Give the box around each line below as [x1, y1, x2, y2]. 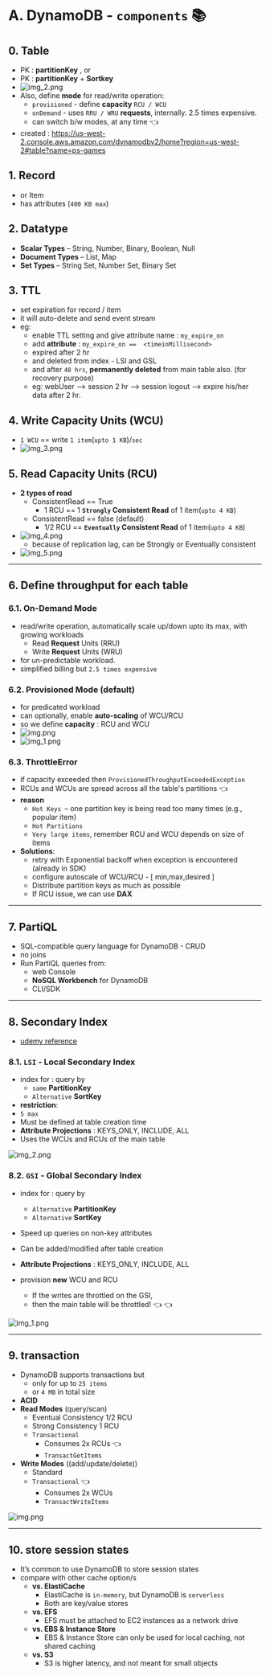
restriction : [19, 1100, 59, 1110]
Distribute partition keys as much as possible [31, 881, 181, 891]
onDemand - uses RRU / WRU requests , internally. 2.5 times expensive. [31, 108, 257, 117]
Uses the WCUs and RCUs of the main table [19, 1134, 166, 1144]
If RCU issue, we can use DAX [31, 889, 133, 899]
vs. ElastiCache [31, 1581, 86, 1592]
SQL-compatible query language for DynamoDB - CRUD [19, 941, 207, 951]
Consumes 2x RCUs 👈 [43, 1439, 121, 1449]
